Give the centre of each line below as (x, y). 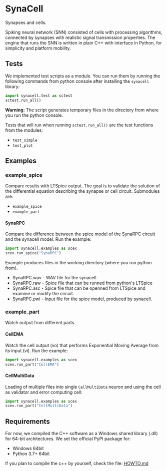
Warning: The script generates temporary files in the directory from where (82, 110)
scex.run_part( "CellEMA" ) (32, 364)
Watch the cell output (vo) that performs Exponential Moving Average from (82, 345)
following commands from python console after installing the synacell (77, 81)
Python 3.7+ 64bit (31, 454)
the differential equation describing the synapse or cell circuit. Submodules (82, 191)
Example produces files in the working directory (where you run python (78, 263)
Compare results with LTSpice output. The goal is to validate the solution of (82, 186)
